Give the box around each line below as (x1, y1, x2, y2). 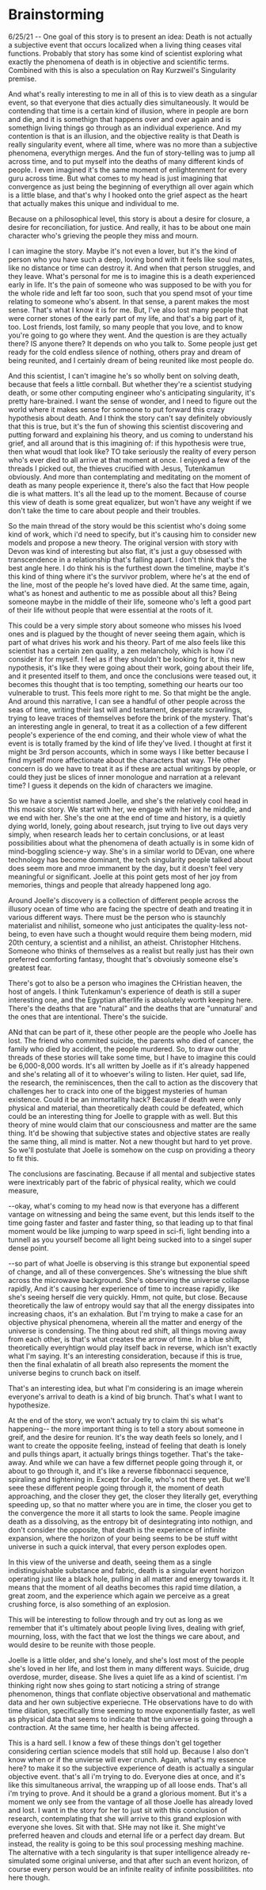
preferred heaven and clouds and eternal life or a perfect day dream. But (8, 1831, 245, 1840)
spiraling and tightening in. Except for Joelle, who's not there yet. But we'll (8, 1474, 251, 1483)
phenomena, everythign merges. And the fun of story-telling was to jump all (8, 148, 256, 158)
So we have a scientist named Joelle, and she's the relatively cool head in (8, 796, 249, 805)
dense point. (8, 1243, 49, 1253)
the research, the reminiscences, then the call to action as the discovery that (8, 1078, 258, 1087)
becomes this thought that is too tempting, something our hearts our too (8, 679, 244, 689)
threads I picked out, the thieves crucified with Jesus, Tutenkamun (8, 464, 226, 473)
